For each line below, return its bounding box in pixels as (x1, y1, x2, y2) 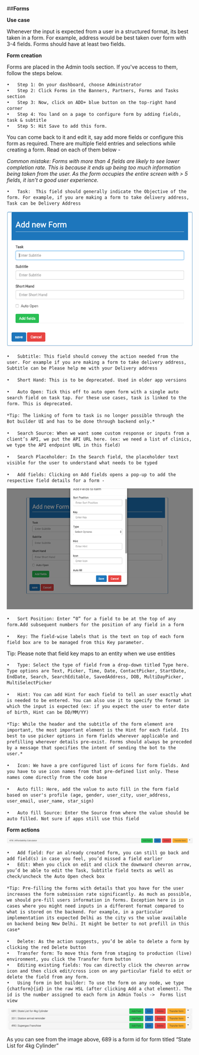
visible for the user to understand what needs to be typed (6, 460, 158, 466)
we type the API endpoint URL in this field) (6, 442, 120, 448)
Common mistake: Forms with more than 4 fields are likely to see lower (6, 158, 180, 164)
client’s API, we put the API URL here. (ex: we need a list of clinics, (6, 436, 193, 442)
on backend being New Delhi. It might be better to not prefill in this (6, 921, 190, 927)
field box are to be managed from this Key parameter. (6, 639, 145, 645)
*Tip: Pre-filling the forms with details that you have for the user (6, 885, 184, 892)
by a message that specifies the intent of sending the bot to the (6, 745, 177, 750)
